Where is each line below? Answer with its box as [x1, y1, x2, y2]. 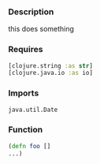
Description [8, 6, 54, 17]
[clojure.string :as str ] [8, 61, 93, 69]
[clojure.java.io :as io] [8, 69, 93, 77]
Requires [8, 44, 43, 55]
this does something [8, 24, 75, 34]
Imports [8, 88, 39, 99]
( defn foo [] [8, 142, 51, 150]
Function [8, 125, 43, 136]
